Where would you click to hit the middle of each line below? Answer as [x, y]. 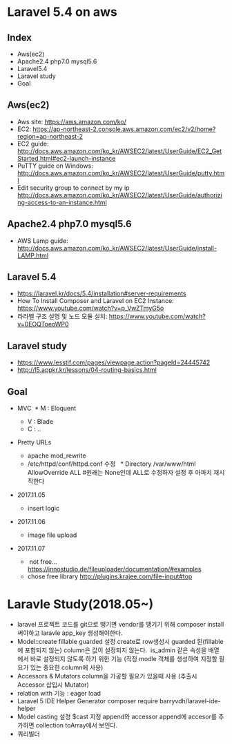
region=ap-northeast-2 [50, 136]
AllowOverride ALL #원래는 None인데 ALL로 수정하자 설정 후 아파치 [119, 473]
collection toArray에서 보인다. [76, 725]
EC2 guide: [33, 144]
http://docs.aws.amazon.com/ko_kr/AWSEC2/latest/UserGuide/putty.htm [121, 173]
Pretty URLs [34, 442]
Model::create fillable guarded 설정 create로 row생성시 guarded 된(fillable [120, 642]
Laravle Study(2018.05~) [80, 604]
